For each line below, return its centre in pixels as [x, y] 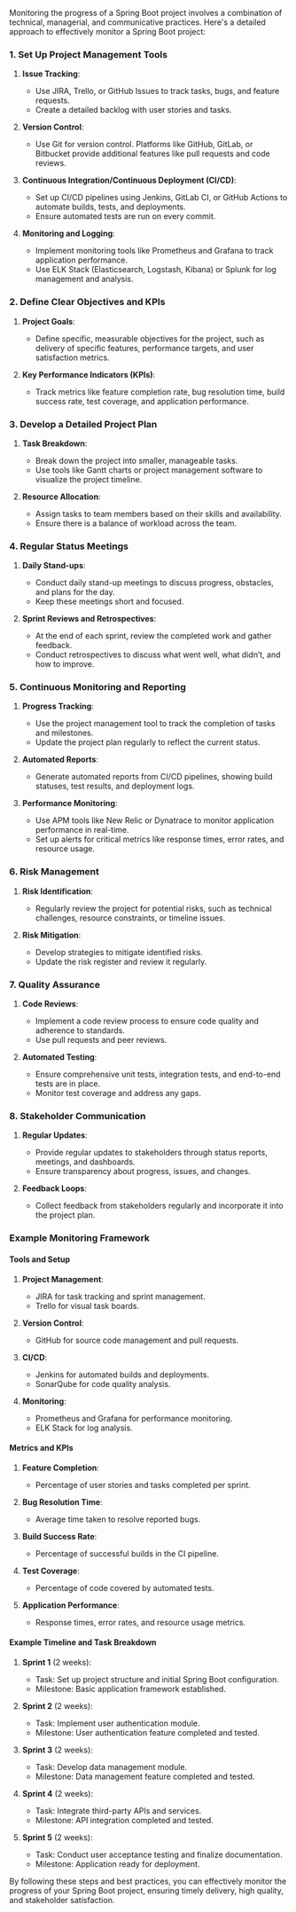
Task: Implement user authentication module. [117, 1723]
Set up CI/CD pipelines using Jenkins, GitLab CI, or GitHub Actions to [161, 198]
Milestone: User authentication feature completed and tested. [147, 1732]
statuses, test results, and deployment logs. [115, 786]
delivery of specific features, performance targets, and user [144, 348]
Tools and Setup [40, 1259]
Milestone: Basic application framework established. [130, 1689]
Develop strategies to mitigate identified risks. [119, 952]
